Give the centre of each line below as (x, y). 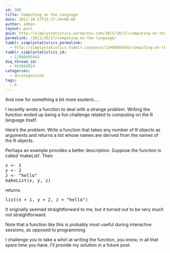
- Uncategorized (27, 76)
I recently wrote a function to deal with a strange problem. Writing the (78, 109)
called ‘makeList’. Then (29, 156)
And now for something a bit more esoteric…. (52, 99)
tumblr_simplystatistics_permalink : (44, 43)
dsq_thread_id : (21, 62)
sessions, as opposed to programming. (46, 230)
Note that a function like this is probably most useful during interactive (78, 224)
